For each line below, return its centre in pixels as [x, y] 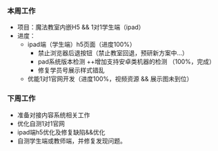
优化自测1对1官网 [41, 123]
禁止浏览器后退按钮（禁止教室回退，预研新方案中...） [113, 53]
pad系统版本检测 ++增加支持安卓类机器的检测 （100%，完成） [127, 62]
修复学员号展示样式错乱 [71, 70]
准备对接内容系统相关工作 [53, 114]
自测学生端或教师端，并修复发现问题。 [71, 141]
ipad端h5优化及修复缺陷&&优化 [61, 132]
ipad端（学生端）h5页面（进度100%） [81, 44]
